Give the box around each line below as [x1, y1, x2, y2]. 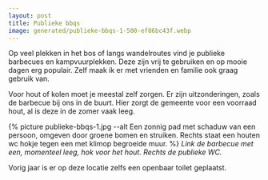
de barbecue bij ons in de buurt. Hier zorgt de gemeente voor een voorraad [8, 98, 258, 108]
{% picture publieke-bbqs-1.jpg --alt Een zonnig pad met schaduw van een [8, 122, 256, 132]
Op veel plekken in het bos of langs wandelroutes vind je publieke [8, 49, 226, 58]
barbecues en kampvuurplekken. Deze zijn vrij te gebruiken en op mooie [8, 57, 248, 66]
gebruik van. [8, 74, 50, 84]
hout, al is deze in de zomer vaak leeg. [8, 106, 135, 116]
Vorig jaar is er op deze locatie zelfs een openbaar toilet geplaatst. [8, 163, 227, 173]
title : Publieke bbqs [8, 19, 81, 27]
